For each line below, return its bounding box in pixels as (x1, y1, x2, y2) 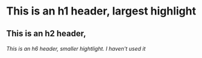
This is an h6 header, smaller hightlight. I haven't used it (6, 45, 146, 53)
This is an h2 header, (6, 28, 86, 39)
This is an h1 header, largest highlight (6, 4, 197, 18)
